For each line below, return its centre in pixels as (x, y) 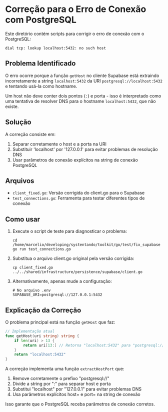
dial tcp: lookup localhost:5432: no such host (56, 48)
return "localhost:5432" (40, 354)
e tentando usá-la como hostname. (41, 86)
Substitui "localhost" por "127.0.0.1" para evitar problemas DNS (77, 389)
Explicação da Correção (43, 310)
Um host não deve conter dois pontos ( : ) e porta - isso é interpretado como (83, 95)
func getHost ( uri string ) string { (42, 336)
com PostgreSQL (41, 20)
